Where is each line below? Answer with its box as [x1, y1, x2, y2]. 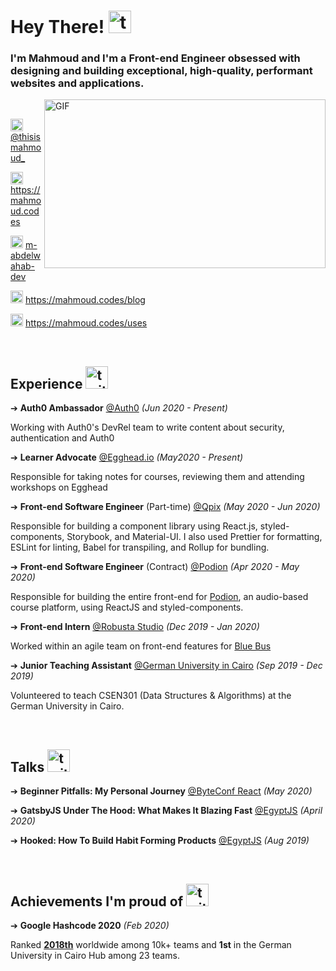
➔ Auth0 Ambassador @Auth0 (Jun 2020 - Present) [10, 402, 228, 414]
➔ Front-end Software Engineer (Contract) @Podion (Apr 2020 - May [10, 561, 300, 573]
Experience [10, 375, 83, 392]
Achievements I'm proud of [10, 893, 184, 910]
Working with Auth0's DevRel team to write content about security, [10, 421, 285, 434]
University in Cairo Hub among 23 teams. [10, 949, 180, 961]
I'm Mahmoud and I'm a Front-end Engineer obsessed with [10, 51, 301, 65]
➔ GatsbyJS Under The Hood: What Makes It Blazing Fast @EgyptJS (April [10, 805, 323, 817]
